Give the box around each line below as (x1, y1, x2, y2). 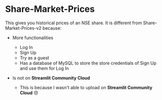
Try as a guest (19, 54, 50, 60)
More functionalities (12, 35, 54, 41)
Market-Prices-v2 (5, 25, 42, 31)
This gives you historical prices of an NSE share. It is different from (5, 20, 142, 26)
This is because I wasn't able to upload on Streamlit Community (19, 84, 153, 90)
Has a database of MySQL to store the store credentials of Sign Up (19, 60, 157, 66)
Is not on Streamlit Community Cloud (12, 75, 90, 81)
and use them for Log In (19, 65, 69, 71)
